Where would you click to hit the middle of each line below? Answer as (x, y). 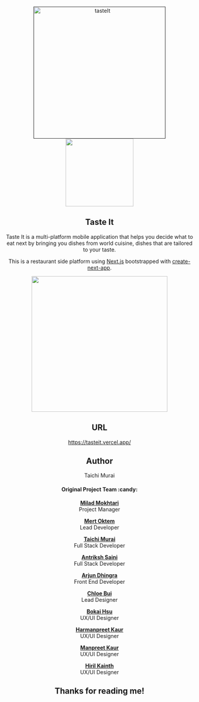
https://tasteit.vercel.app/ (99, 442)
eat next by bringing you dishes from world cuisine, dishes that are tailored (99, 243)
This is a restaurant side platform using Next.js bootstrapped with (90, 261)
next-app (99, 267)
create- (182, 261)
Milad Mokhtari (99, 503)
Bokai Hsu (99, 611)
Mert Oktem (99, 521)
